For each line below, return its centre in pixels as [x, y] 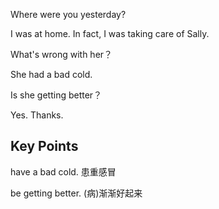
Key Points [44, 146]
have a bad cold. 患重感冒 [63, 171]
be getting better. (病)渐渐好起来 [76, 193]
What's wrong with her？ [61, 54]
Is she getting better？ [56, 95]
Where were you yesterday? [68, 14]
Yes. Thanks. [37, 115]
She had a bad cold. [51, 74]
